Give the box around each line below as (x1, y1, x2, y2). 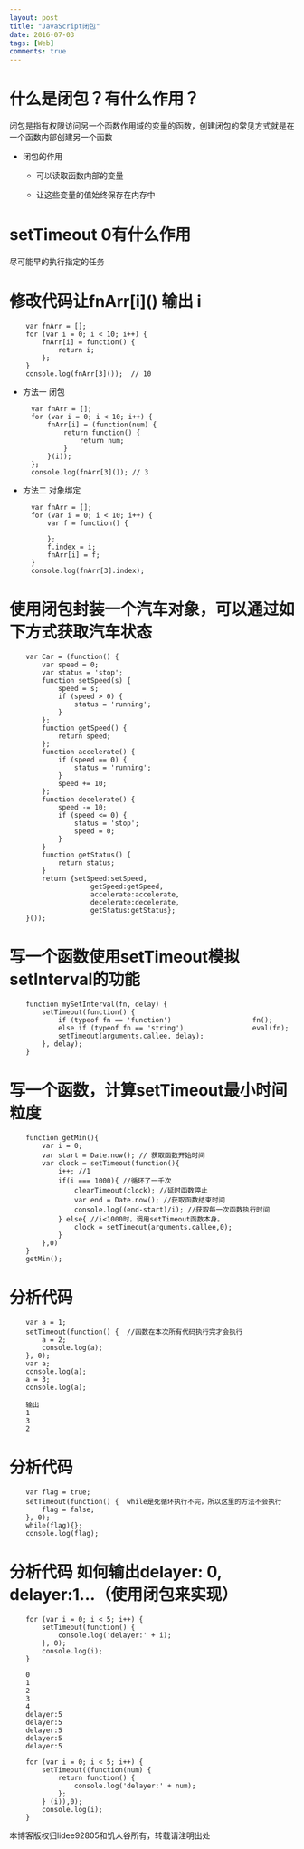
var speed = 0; (42, 660, 100, 669)
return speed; (57, 731, 111, 741)
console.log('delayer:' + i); (57, 1631, 172, 1640)
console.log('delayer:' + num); (73, 1781, 196, 1790)
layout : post (9, 13, 59, 23)
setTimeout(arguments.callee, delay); (57, 1031, 204, 1040)
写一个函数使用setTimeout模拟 (9, 947, 241, 967)
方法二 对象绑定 (22, 484, 81, 495)
